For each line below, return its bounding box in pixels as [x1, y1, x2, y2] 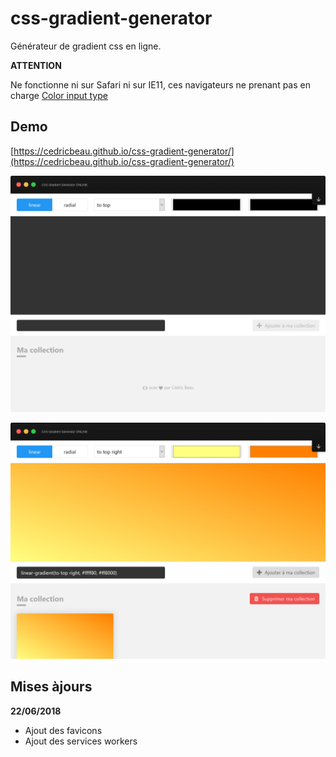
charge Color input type [10, 89, 108, 101]
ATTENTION [10, 59, 62, 71]
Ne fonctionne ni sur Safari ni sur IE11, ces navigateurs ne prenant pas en [10, 78, 311, 91]
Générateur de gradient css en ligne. [10, 40, 162, 52]
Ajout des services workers [24, 735, 138, 747]
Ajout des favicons [24, 724, 103, 736]
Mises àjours [10, 678, 93, 696]
